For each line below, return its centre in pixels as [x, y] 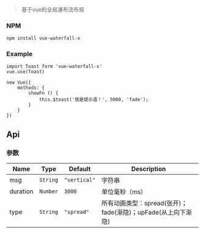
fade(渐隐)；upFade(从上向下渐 [147, 213]
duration [21, 191]
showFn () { [44, 93]
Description [148, 169]
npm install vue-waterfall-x [43, 38]
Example [20, 54]
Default [80, 169]
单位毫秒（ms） [124, 192]
